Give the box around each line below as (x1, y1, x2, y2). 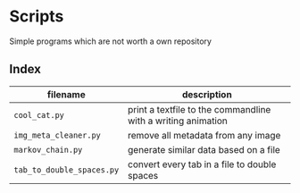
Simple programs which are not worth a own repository (9, 36, 212, 46)
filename (47, 88, 87, 100)
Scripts (9, 6, 64, 27)
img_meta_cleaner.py (13, 130, 101, 140)
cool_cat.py (13, 110, 65, 120)
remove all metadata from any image (128, 129, 281, 141)
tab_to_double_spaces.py (13, 164, 120, 175)
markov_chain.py (13, 145, 83, 155)
